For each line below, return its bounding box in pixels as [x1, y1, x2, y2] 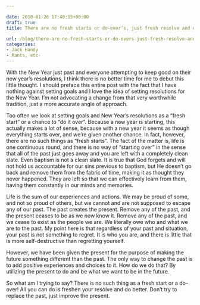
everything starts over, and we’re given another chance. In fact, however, [6, 130, 186, 138]
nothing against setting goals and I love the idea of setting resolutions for [6, 88, 186, 95]
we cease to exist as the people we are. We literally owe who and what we [6, 218, 189, 225]
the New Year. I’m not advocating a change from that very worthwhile [6, 94, 177, 101]
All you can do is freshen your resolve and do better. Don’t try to [20, 285, 177, 292]
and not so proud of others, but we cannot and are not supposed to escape [6, 199, 191, 206]
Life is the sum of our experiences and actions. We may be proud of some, [6, 193, 189, 200]
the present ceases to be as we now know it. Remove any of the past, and [6, 212, 187, 219]
